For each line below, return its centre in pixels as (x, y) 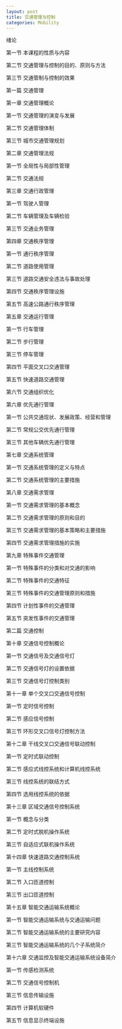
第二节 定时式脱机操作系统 (38, 832)
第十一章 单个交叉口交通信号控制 (46, 694)
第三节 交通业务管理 (30, 229)
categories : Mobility (33, 22)
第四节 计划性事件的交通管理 (40, 606)
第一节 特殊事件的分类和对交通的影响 (51, 568)
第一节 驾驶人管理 (27, 203)
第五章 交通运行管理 (30, 316)
